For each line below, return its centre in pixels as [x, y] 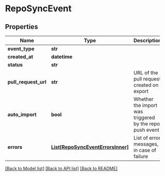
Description [147, 41]
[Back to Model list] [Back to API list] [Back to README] [61, 168]
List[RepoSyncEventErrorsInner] [90, 147]
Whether [143, 99]
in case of [145, 150]
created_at [20, 57]
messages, [146, 144]
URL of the [146, 73]
